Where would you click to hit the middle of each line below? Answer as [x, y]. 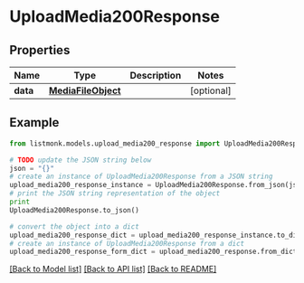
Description [156, 75]
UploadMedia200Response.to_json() [75, 210]
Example [34, 123]
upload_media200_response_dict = [72, 235]
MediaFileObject [85, 90]
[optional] [211, 90]
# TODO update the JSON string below [81, 160]
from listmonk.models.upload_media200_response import [115, 143]
